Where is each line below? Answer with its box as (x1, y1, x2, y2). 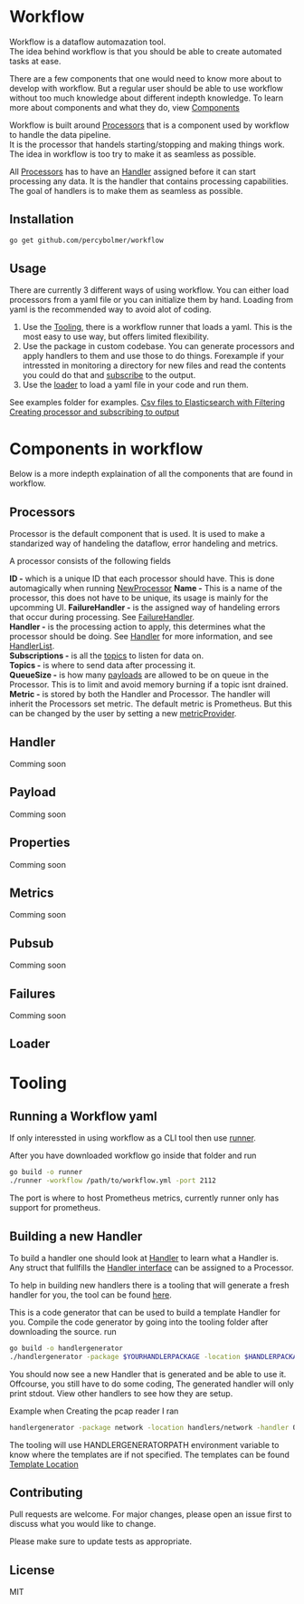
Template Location (9, 1458, 79, 1470)
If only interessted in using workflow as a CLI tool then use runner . (9, 1133, 256, 1143)
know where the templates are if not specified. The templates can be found (9, 1449, 290, 1460)
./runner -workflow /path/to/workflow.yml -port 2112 (9, 1176, 217, 1185)
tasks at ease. (9, 55, 62, 66)
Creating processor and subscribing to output (9, 406, 180, 418)
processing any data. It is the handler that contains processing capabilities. (9, 175, 290, 187)
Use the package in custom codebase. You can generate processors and (22, 341, 295, 352)
